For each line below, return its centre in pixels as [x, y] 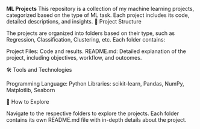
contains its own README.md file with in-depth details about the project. [96, 120]
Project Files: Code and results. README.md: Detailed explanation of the [96, 51]
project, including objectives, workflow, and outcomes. [74, 58]
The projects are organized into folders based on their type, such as [91, 33]
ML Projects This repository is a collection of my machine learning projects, [100, 9]
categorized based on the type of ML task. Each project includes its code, [98, 15]
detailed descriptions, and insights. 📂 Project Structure [74, 21]
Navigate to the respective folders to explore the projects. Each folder [93, 113]
